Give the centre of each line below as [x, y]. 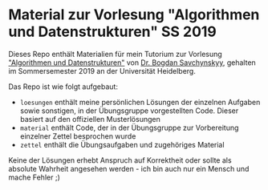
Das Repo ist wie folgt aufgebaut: [63, 87]
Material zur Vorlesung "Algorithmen [134, 15]
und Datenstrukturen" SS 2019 [112, 32]
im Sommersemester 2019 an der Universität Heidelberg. [102, 71]
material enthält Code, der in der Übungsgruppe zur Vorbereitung [129, 127]
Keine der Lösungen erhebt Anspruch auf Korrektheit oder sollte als [120, 160]
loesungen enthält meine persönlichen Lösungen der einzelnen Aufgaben [140, 102]
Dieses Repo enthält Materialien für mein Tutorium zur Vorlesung [115, 54]
